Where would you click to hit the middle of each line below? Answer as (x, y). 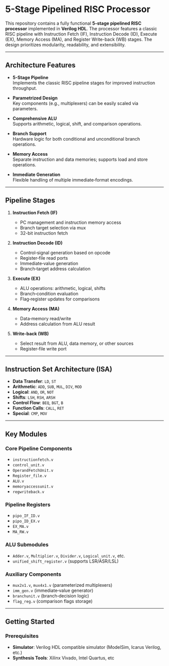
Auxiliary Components (33, 574)
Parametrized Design (35, 98)
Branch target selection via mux (53, 227)
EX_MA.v (20, 527)
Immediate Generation (36, 174)
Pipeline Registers (28, 504)
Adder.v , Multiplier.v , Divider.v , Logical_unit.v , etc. (69, 556)
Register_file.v (29, 476)
